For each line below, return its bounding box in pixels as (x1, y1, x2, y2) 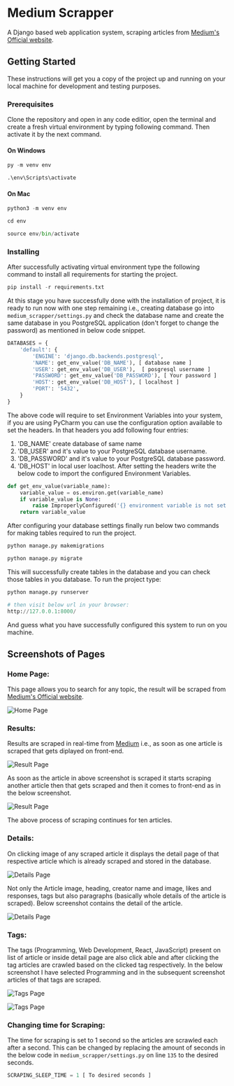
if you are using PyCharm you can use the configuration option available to (7, 418, 222, 426)
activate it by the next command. (7, 130, 102, 139)
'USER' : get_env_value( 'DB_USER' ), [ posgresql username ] (32, 366, 211, 373)
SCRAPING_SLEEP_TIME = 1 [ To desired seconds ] (7, 1072, 152, 1079)
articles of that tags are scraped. (7, 975, 101, 984)
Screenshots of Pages (7, 648, 105, 660)
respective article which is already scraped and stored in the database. (7, 856, 212, 865)
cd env (7, 218, 27, 225)
